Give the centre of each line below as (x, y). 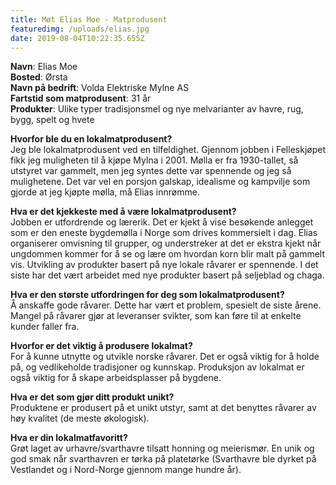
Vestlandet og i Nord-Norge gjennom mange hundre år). (126, 470)
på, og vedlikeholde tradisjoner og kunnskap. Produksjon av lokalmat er (157, 367)
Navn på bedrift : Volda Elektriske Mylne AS (100, 88)
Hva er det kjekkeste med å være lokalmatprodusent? (123, 212)
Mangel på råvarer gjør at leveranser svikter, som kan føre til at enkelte (156, 316)
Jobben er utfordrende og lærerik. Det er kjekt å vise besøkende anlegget (162, 222)
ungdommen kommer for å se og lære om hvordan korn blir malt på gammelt (168, 254)
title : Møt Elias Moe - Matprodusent (89, 19)
